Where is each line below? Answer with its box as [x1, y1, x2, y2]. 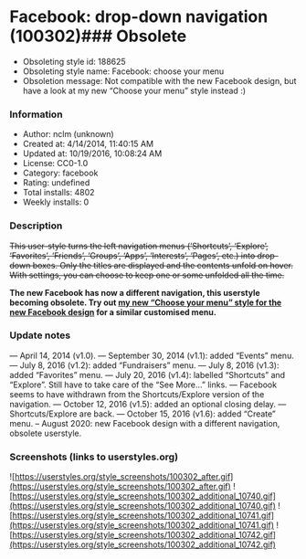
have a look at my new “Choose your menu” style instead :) [22, 85, 247, 96]
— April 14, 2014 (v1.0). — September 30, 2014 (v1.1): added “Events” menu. [9, 350, 294, 361]
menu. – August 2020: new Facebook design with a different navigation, [9, 417, 280, 428]
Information [9, 108, 63, 121]
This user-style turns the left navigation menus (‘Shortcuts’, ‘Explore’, [9, 240, 269, 251]
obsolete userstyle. [9, 427, 82, 438]
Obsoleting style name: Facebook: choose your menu [22, 66, 225, 77]
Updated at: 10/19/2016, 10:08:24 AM [22, 148, 163, 159]
